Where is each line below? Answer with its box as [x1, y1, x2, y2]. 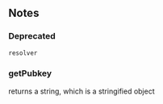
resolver [8, 48, 38, 57]
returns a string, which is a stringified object [8, 86, 155, 96]
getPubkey [8, 68, 52, 79]
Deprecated [8, 31, 56, 42]
